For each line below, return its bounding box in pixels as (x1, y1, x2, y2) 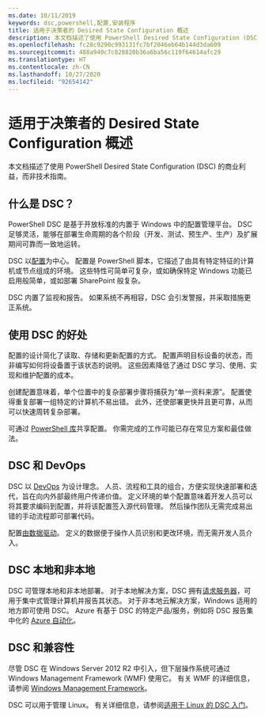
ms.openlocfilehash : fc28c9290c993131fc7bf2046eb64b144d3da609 (8, 41, 221, 49)
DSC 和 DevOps (8, 459, 86, 472)
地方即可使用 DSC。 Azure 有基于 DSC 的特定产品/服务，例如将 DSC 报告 (8, 605, 247, 615)
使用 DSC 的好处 (8, 328, 88, 341)
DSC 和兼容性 (8, 641, 75, 654)
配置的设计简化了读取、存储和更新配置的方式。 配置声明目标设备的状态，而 (8, 351, 253, 360)
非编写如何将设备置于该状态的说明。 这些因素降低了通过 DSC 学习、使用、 (8, 361, 251, 370)
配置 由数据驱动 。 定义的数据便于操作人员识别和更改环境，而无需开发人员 (8, 528, 246, 537)
